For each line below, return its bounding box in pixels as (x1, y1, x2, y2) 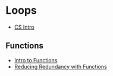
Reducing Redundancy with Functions (14, 63, 108, 70)
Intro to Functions (14, 56, 58, 63)
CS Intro (14, 23, 34, 31)
